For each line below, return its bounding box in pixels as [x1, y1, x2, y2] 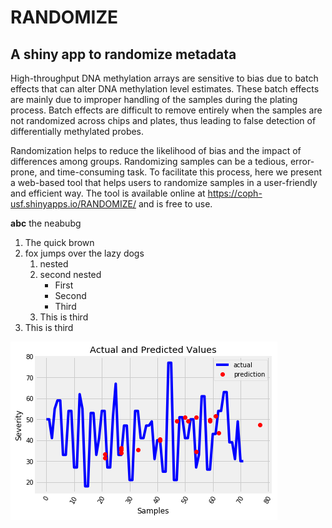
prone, [10, 166, 38, 178]
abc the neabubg [10, 217, 82, 229]
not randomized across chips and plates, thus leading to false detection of [10, 115, 317, 126]
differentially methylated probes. [10, 126, 145, 137]
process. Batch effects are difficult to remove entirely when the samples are [10, 104, 323, 116]
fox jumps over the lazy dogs [24, 247, 145, 259]
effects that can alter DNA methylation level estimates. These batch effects [10, 83, 320, 95]
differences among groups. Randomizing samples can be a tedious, [10, 156, 288, 167]
